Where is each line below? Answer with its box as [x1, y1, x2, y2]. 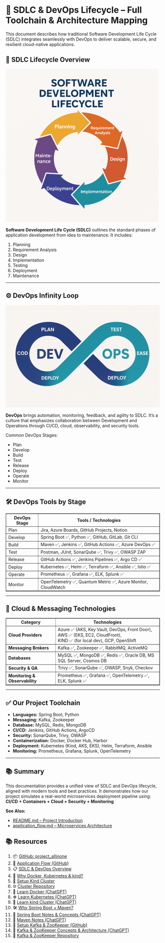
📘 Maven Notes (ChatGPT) [12, 917, 67, 922]
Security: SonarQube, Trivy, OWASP [12, 732, 87, 738]
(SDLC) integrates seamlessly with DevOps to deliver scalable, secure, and [5, 36, 157, 42]
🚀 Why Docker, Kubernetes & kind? [12, 872, 83, 878]
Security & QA [8, 665, 38, 671]
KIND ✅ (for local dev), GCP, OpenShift [57, 637, 137, 643]
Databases [8, 655, 31, 661]
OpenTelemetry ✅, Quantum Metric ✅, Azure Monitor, [40, 579, 148, 585]
